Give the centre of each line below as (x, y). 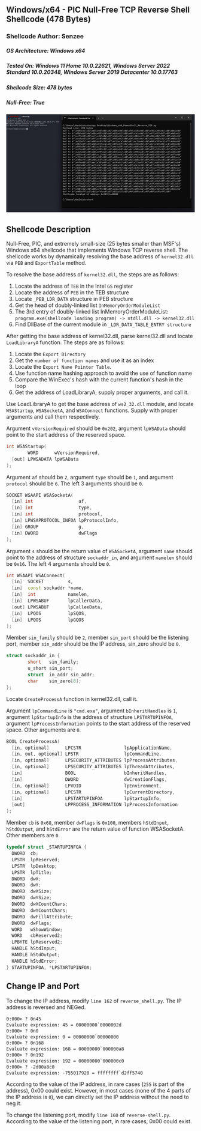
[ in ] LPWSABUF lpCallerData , (57, 601)
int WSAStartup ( (26, 447)
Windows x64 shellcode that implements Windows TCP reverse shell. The (97, 250)
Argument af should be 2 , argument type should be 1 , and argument (90, 477)
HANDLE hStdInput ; (35, 948)
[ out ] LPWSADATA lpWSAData (45, 459)
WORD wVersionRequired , (64, 453)
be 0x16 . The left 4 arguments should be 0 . (58, 563)
